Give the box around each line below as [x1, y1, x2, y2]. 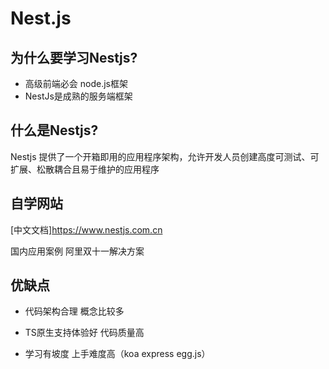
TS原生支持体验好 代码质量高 [24, 327, 145, 339]
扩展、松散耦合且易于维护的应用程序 [10, 163, 160, 175]
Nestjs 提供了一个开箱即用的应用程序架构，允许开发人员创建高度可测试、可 [10, 150, 320, 162]
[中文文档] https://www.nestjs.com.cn [10, 223, 163, 236]
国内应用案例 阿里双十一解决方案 [10, 245, 145, 257]
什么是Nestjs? [10, 122, 99, 139]
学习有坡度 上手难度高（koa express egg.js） [24, 348, 211, 360]
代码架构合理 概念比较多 [24, 305, 125, 317]
